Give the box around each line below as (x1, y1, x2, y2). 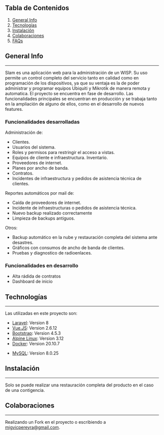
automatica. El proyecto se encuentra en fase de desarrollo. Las (5, 90, 133, 96)
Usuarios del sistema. (12, 144, 56, 150)
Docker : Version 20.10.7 (12, 341, 60, 347)
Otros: (5, 225, 18, 230)
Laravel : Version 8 (12, 320, 49, 326)
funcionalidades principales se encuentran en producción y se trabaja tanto (5, 96, 157, 102)
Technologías (5, 293, 47, 301)
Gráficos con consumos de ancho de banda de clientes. (12, 245, 125, 251)
